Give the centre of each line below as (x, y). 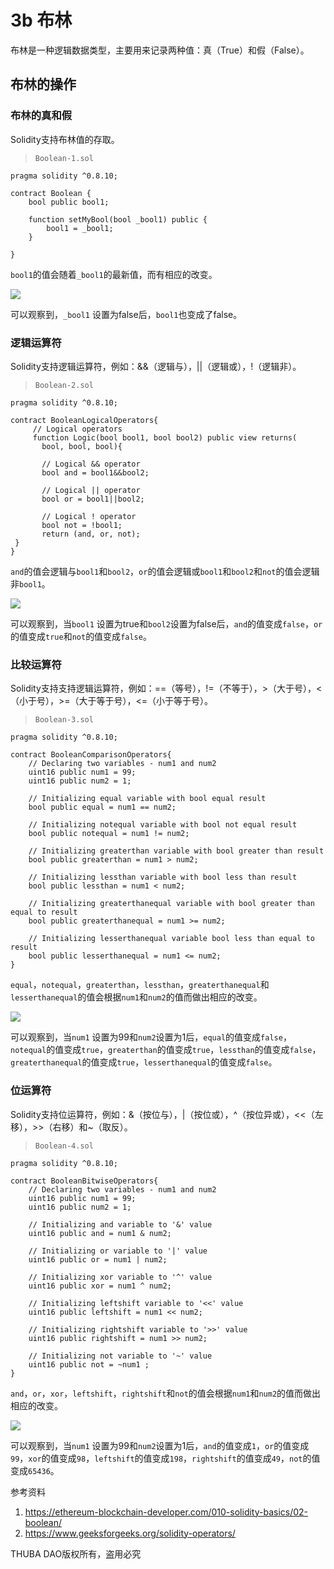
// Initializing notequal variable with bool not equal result (163, 825)
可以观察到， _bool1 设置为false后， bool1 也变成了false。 (126, 314)
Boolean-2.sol (64, 385)
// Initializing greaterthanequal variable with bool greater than (171, 904)
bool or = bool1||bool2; (93, 499)
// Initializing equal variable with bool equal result (147, 799)
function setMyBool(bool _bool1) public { (118, 219)
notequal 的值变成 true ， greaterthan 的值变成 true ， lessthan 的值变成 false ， (166, 1050)
